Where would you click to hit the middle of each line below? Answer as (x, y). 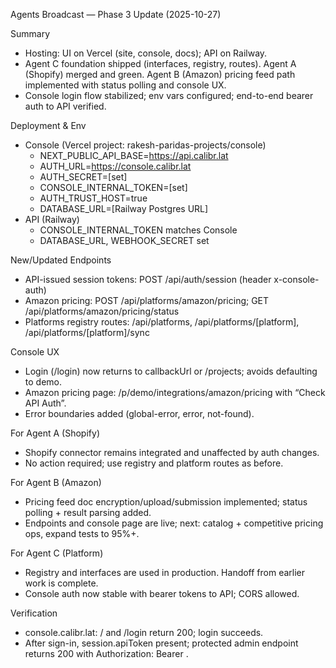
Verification (34, 613)
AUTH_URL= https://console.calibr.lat (115, 166)
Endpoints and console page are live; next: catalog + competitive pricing (174, 523)
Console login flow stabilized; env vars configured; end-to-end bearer (169, 95)
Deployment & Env (48, 125)
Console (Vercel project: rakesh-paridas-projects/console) (145, 145)
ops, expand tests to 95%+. (82, 533)
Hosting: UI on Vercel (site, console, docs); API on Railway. (146, 53)
